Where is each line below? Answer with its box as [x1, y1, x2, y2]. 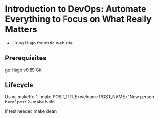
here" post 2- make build [5, 99, 55, 104]
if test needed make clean [5, 108, 57, 114]
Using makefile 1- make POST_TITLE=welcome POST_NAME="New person [5, 93, 154, 100]
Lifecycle [5, 81, 33, 89]
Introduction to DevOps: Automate [5, 3, 146, 15]
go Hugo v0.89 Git [5, 67, 42, 73]
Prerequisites [5, 54, 47, 62]
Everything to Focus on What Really [5, 14, 152, 25]
